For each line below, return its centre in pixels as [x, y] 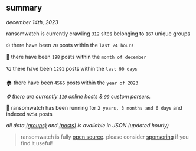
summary [24, 8]
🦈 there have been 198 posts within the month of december [76, 57]
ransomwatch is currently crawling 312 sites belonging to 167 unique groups [98, 34]
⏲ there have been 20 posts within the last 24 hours [70, 45]
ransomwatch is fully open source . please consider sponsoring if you [104, 137]
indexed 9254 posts [29, 114]
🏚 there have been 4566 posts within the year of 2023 [72, 83]
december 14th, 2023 [32, 22]
